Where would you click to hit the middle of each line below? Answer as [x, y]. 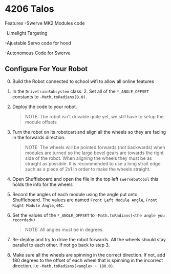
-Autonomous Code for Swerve [38, 53]
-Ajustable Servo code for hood [38, 43]
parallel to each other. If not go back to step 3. [61, 245]
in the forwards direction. [39, 137]
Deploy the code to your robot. [45, 107]
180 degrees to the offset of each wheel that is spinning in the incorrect [88, 260]
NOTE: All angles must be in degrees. [64, 229]
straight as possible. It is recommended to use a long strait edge [93, 163]
